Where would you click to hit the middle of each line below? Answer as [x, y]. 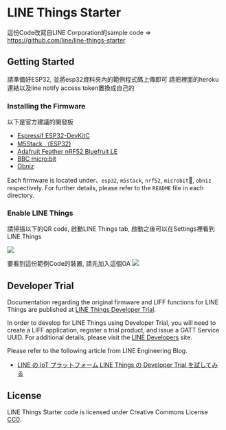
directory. [21, 195]
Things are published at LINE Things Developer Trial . [82, 310]
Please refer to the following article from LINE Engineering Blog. [97, 351]
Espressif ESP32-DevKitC [54, 136]
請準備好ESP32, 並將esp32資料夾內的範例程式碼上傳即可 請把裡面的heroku [113, 79]
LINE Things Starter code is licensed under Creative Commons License [108, 412]
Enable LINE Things [40, 213]
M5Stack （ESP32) [44, 144]
